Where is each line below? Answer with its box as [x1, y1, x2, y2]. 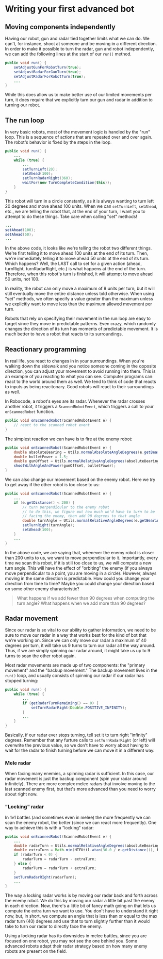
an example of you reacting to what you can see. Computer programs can [5, 374, 153, 380]
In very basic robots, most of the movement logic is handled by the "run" [5, 129, 150, 135]
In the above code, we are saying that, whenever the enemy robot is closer [5, 549, 154, 555]
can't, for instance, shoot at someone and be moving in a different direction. [5, 41, 157, 47]
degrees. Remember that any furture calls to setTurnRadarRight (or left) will [5, 737, 155, 743]
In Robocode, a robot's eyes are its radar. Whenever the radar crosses [5, 398, 146, 404]
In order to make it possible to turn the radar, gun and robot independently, [5, 46, 154, 51]
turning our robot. [5, 102, 40, 108]
